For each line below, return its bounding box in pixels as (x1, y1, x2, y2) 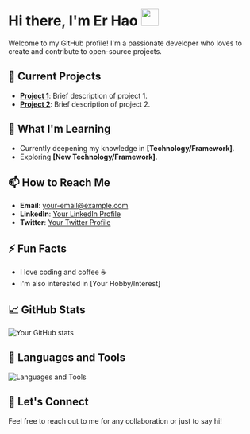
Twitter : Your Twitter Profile (19, 218, 111, 227)
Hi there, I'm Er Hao (8, 12, 139, 30)
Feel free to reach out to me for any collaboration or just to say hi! (8, 416, 222, 425)
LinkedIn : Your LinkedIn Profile (19, 209, 121, 219)
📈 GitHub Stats (8, 303, 86, 316)
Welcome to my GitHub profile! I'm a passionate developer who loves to (8, 38, 242, 48)
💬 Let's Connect (8, 395, 89, 409)
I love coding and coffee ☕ (19, 267, 107, 277)
